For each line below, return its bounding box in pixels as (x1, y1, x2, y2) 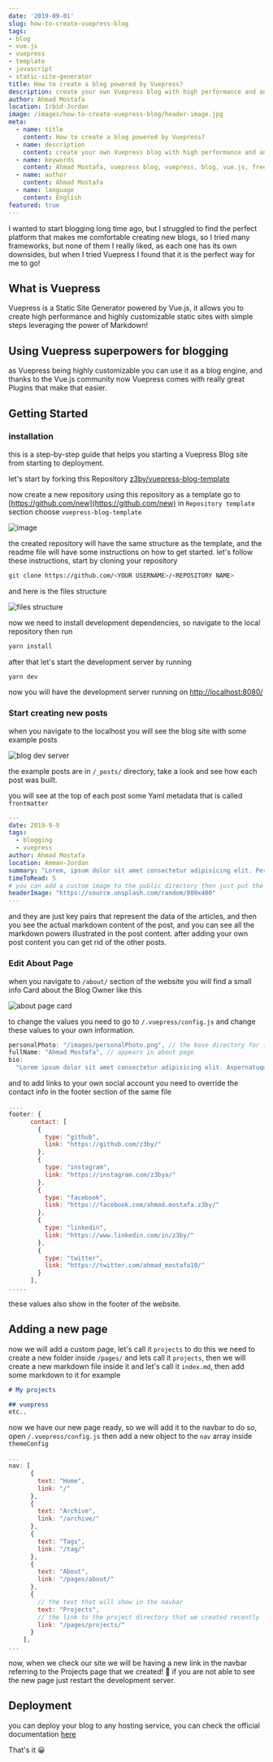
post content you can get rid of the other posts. (8, 938, 167, 947)
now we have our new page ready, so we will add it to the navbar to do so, (8, 1423, 258, 1432)
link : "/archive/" (37, 1515, 100, 1523)
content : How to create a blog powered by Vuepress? (23, 133, 206, 141)
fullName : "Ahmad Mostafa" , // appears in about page (8, 1048, 195, 1056)
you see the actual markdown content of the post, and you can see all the (8, 920, 254, 930)
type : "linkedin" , (44, 1224, 107, 1232)
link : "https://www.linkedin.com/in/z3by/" (44, 1231, 195, 1240)
